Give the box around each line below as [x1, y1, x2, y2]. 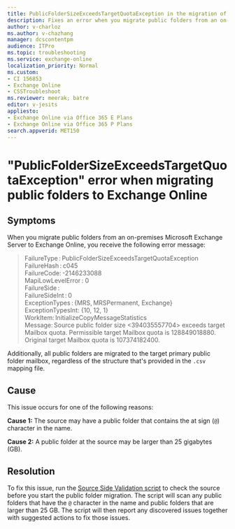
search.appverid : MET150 [7, 127, 80, 134]
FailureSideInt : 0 [24, 291, 72, 300]
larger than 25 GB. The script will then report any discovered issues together [7, 506, 228, 514]
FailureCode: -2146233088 [24, 269, 102, 277]
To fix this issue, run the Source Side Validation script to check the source [7, 484, 220, 492]
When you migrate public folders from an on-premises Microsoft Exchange [7, 233, 223, 242]
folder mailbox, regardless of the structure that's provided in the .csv [7, 357, 206, 365]
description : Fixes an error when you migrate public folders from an [7, 17, 218, 24]
